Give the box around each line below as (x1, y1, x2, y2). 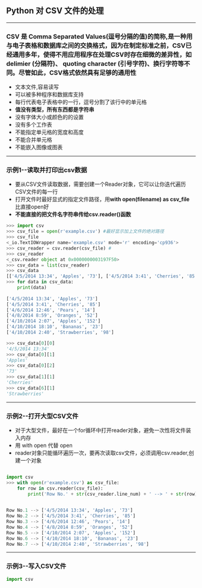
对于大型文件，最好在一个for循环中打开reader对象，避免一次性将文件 (14, 426, 186, 434)
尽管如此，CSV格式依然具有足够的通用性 (18, 68, 136, 77)
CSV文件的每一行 (14, 188, 58, 195)
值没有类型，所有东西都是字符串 (14, 106, 94, 113)
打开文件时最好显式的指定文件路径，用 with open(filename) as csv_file (14, 195, 190, 203)
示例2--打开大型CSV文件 (6, 412, 79, 420)
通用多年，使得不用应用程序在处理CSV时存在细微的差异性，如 (12, 50, 192, 58)
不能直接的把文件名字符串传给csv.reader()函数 (14, 210, 131, 218)
